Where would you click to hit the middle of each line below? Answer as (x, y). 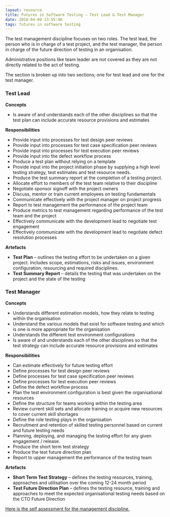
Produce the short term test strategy (51, 447)
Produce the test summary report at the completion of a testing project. (88, 178)
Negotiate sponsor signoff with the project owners (65, 188)
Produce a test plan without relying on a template (64, 161)
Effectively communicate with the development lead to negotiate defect (88, 232)
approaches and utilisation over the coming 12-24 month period (79, 482)
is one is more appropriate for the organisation (61, 329)
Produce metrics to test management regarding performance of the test (88, 210)
